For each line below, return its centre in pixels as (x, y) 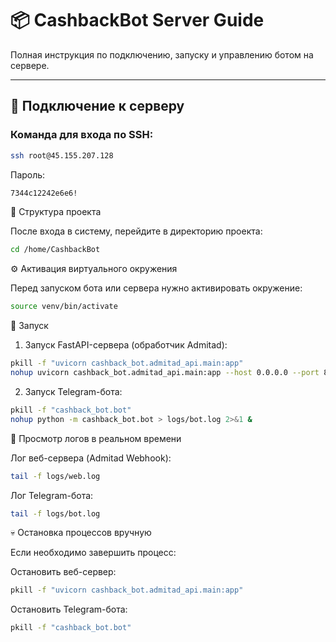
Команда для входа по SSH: (82, 135)
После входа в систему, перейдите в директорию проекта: (136, 231)
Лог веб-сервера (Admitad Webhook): (91, 458)
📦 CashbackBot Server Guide (137, 20)
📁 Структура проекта (56, 212)
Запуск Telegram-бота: (73, 391)
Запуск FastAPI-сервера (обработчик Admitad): (126, 345)
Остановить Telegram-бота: (69, 609)
